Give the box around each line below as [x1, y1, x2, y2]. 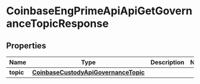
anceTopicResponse [6, 17, 109, 30]
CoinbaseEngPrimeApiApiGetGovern [6, 4, 193, 18]
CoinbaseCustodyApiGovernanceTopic [32, 69, 145, 76]
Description [151, 58, 185, 66]
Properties [6, 41, 46, 51]
